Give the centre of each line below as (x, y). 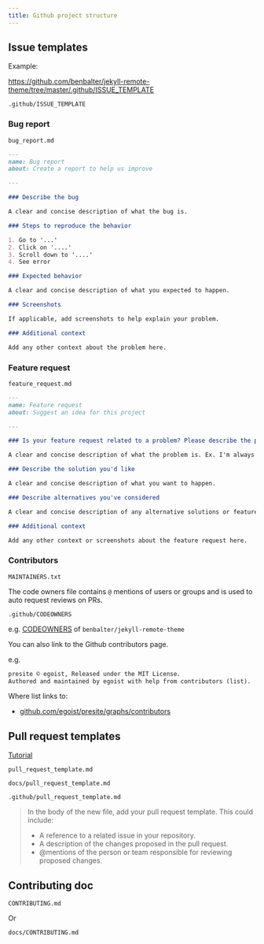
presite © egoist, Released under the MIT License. (94, 674)
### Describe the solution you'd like (71, 470)
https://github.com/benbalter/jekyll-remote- (79, 82)
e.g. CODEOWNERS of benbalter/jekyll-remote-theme (96, 629)
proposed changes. (71, 860)
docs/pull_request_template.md (59, 784)
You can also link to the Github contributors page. (88, 644)
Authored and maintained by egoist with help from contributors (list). (130, 681)
